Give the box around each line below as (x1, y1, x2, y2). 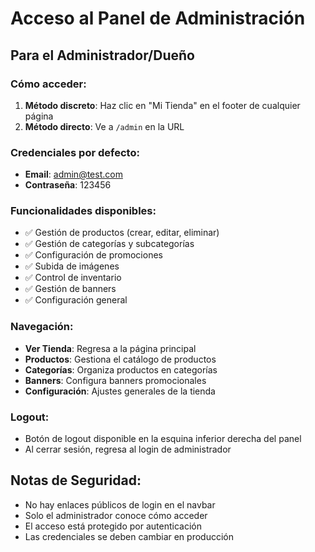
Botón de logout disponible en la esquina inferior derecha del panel (24, 433, 302, 445)
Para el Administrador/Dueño (10, 47, 195, 64)
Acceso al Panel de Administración (10, 7, 306, 30)
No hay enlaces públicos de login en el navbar (24, 498, 216, 511)
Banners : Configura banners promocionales (24, 374, 207, 386)
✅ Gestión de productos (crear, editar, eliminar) (24, 227, 220, 239)
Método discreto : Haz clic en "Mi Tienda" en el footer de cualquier (24, 99, 301, 111)
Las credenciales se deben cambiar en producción (24, 530, 234, 542)
